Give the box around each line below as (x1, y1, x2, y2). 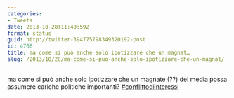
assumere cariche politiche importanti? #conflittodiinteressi (7, 82, 179, 91)
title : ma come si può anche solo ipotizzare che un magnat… (7, 50, 190, 57)
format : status (7, 29, 52, 37)
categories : (7, 10, 42, 17)
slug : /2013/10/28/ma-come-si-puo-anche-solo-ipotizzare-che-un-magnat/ (7, 56, 225, 63)
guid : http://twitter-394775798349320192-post (7, 36, 146, 43)
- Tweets (7, 17, 33, 24)
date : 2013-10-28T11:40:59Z (7, 23, 90, 30)
